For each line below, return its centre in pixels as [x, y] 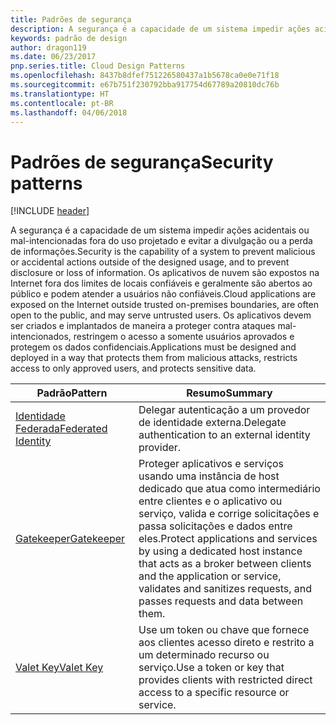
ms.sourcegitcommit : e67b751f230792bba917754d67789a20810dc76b [145, 85]
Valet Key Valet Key [59, 668]
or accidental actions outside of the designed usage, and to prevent [150, 262]
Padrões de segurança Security [142, 162]
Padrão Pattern [72, 393]
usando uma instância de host [209, 476]
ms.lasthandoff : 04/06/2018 [69, 112]
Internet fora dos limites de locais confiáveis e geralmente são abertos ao [161, 283]
